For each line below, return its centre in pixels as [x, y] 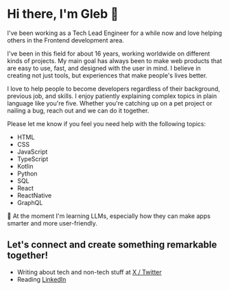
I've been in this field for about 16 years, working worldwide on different [109, 53]
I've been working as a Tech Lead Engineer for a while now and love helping [115, 33]
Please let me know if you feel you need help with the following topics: [107, 123]
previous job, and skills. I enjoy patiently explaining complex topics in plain [112, 96]
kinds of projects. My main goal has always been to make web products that [114, 60]
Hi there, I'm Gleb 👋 [63, 14]
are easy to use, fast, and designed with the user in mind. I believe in [104, 68]
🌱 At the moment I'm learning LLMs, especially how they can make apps [109, 216]
